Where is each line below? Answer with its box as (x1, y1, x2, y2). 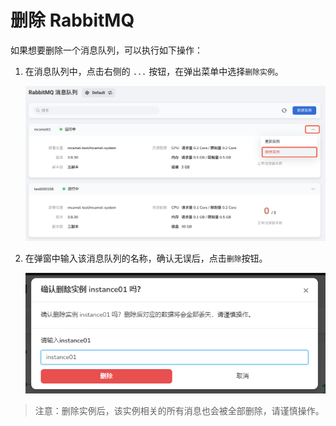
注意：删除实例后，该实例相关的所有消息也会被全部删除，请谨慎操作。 (34, 405, 325, 417)
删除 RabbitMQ (10, 9, 135, 32)
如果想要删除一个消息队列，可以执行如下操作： (10, 44, 203, 56)
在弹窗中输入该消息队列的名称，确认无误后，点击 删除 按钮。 (24, 252, 268, 264)
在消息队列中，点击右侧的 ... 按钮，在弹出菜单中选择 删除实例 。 (24, 65, 284, 77)
